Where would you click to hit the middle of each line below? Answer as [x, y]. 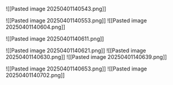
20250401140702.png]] [35, 75]
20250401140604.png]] [35, 27]
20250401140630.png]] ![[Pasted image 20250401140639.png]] [86, 57]
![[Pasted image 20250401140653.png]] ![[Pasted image [76, 69]
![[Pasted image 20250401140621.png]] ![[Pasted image [76, 50]
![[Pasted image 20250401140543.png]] [56, 9]
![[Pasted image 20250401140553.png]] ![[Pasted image [76, 20]
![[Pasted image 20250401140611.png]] [55, 39]
